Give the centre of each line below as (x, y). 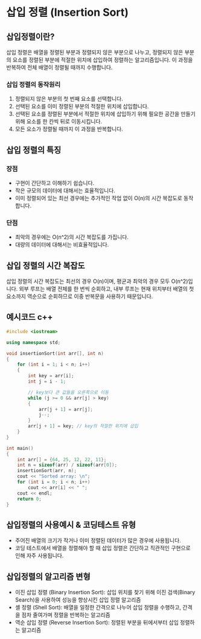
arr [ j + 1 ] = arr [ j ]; (66, 409)
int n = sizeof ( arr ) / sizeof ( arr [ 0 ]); (67, 465)
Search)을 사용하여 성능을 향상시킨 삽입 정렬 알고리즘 (78, 600)
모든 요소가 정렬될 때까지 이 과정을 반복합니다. (69, 129)
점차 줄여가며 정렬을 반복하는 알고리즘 (66, 615)
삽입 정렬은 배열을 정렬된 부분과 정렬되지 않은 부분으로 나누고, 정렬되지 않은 (95, 52)
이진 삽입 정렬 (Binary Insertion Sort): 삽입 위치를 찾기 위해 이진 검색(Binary (105, 592)
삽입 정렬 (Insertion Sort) (67, 12)
